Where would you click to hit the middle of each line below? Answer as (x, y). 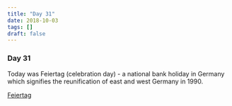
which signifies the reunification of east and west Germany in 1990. (105, 81)
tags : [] (20, 27)
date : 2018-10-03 (33, 20)
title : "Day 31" (31, 14)
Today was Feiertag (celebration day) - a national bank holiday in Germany (116, 73)
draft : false (27, 34)
